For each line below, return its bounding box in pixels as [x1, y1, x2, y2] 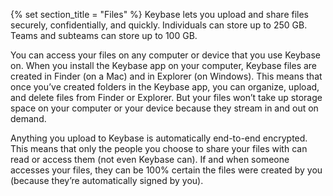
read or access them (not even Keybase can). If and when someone [10, 154, 290, 165]
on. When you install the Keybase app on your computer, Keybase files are [10, 60, 318, 71]
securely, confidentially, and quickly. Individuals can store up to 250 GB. [10, 19, 308, 31]
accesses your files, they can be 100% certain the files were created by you [10, 164, 323, 176]
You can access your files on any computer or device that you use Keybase [10, 49, 321, 61]
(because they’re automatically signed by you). [10, 175, 204, 186]
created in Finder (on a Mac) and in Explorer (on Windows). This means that [10, 70, 323, 82]
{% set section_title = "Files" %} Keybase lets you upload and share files [10, 9, 309, 20]
